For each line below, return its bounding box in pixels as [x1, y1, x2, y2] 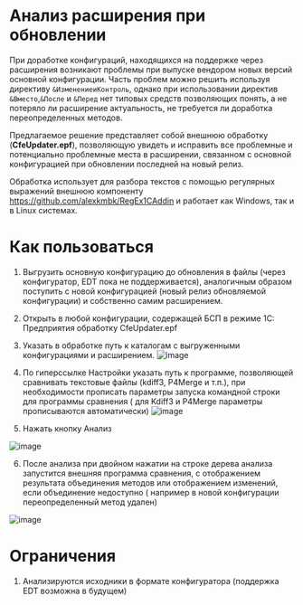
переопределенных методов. [9, 112, 123, 123]
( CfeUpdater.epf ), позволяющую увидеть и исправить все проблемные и [9, 139, 293, 150]
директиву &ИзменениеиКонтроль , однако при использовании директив [9, 83, 279, 94]
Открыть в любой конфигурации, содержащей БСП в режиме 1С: [22, 313, 275, 324]
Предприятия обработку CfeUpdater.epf [22, 322, 178, 333]
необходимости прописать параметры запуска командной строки [22, 386, 280, 397]
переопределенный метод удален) [22, 496, 158, 507]
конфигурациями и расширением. [22, 349, 156, 360]
